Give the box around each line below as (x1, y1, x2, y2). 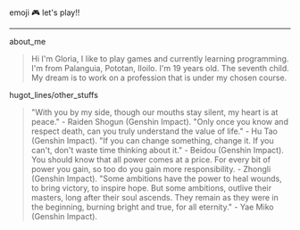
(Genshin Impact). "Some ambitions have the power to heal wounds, (30, 173, 283, 184)
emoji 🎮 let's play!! (9, 7, 80, 18)
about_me (9, 37, 46, 46)
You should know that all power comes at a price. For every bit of (30, 154, 271, 165)
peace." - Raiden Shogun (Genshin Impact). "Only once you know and (30, 117, 288, 127)
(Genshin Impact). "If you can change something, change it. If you (30, 136, 274, 145)
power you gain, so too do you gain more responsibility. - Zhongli (30, 164, 271, 174)
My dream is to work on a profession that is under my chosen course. (30, 72, 287, 83)
